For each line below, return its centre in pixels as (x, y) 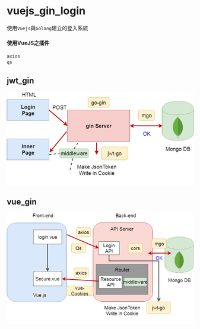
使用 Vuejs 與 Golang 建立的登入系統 (47, 28)
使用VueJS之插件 (28, 43)
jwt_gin (20, 80)
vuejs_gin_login (46, 11)
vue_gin (22, 202)
